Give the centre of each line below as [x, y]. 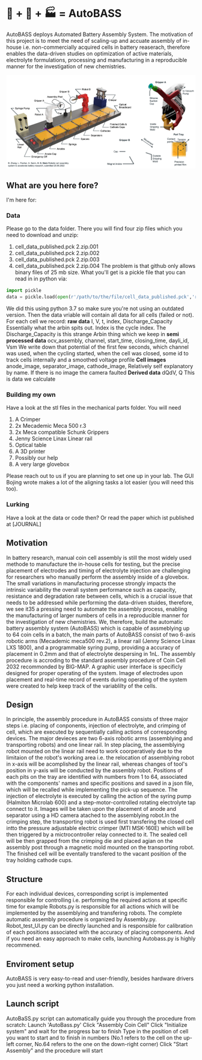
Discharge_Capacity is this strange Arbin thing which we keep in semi [93, 334]
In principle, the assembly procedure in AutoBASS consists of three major [97, 719]
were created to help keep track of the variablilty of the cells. [82, 686]
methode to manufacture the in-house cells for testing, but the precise [93, 564]
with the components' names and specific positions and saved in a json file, [100, 783]
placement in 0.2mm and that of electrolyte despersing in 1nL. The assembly [101, 653]
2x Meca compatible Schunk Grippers [62, 432]
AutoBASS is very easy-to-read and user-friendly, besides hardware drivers [100, 978]
